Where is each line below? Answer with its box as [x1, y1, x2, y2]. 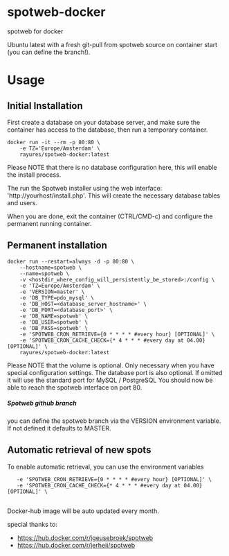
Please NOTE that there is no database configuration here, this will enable [7, 163, 217, 171]
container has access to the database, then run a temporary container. [7, 125, 208, 134]
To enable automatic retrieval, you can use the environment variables [7, 462, 204, 471]
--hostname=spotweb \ [19, 264, 82, 271]
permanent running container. [7, 219, 92, 227]
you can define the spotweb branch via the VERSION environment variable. [7, 417, 221, 425]
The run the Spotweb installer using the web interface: [7, 184, 163, 192]
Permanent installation [7, 240, 107, 252]
